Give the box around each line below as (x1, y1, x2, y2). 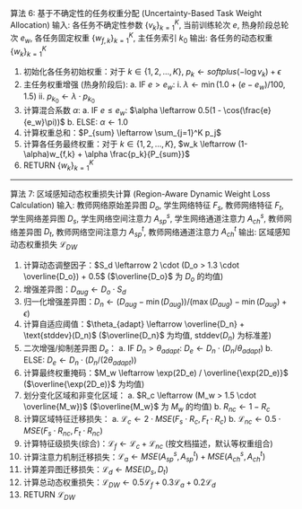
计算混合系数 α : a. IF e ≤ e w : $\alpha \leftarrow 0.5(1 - (22, 105, 222, 118)
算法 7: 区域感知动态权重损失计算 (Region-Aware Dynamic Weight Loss (10, 189, 271, 199)
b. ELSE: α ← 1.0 (66, 116, 129, 127)
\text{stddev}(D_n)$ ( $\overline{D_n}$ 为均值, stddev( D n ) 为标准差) (22, 330, 272, 343)
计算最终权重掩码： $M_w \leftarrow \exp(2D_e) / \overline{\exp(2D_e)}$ (22, 367, 289, 378)
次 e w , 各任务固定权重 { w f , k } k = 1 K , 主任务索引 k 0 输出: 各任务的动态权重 (10, 31, 273, 45)
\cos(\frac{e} (223, 105, 272, 116)
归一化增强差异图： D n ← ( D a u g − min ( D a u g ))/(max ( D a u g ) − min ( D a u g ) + (22, 296, 288, 310)
